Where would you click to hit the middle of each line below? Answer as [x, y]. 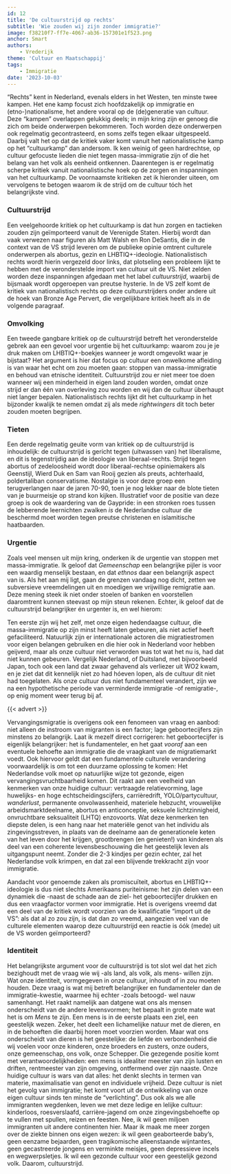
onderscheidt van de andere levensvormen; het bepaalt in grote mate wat [111, 1009]
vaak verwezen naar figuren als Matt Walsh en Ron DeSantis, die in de [106, 240]
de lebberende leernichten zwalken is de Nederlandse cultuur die [100, 510]
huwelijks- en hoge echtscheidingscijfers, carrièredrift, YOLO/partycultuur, [113, 795]
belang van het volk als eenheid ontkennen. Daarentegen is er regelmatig [111, 163]
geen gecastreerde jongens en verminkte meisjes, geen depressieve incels [113, 1149]
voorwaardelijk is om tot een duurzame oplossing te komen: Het [97, 766]
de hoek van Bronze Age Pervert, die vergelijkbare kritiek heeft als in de [109, 298]
